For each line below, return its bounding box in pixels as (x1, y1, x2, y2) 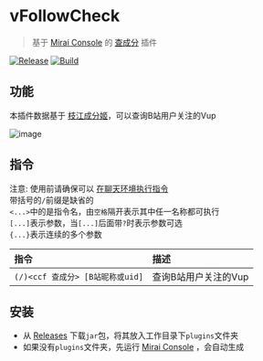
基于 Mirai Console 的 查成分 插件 (31, 37, 158, 48)
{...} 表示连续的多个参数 (9, 228, 102, 239)
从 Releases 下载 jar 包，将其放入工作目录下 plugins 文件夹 (22, 330, 239, 341)
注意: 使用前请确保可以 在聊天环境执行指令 (9, 183, 169, 194)
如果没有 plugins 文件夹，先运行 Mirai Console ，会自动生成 (22, 342, 245, 353)
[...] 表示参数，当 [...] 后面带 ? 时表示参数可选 (9, 217, 183, 228)
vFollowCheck (9, 5, 121, 27)
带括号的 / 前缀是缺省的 (9, 194, 94, 206)
